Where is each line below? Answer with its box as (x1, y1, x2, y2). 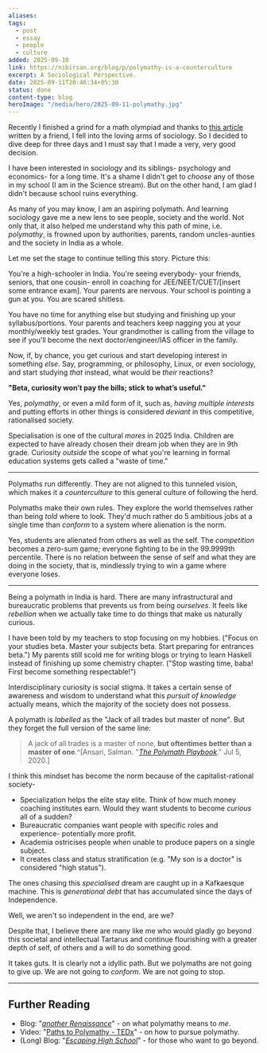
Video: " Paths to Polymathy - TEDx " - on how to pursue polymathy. (19, 1027, 240, 1036)
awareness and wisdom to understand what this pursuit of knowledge (8, 691, 237, 701)
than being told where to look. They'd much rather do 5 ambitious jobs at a (8, 512, 253, 521)
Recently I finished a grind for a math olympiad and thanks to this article (8, 123, 244, 132)
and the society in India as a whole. (8, 238, 124, 248)
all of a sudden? (19, 812, 73, 822)
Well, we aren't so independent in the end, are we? (8, 910, 175, 921)
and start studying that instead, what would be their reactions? (8, 367, 214, 377)
